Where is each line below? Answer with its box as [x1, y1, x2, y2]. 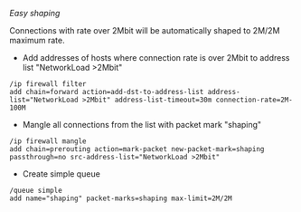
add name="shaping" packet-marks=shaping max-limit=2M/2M [9, 194, 232, 203]
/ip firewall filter [9, 80, 88, 89]
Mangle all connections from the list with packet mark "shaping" [22, 120, 262, 130]
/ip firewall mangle [9, 137, 88, 146]
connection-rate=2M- [215, 95, 294, 104]
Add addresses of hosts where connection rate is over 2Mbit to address [22, 53, 290, 63]
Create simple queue [22, 169, 101, 179]
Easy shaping [9, 8, 61, 18]
